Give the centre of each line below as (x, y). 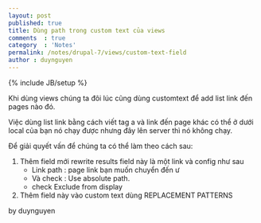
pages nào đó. (32, 106)
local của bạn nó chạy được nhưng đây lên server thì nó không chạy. (121, 130)
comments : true (37, 38)
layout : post (30, 16)
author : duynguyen (41, 61)
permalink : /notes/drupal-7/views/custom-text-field (97, 53)
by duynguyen (32, 210)
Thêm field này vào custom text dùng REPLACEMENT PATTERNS (126, 195)
